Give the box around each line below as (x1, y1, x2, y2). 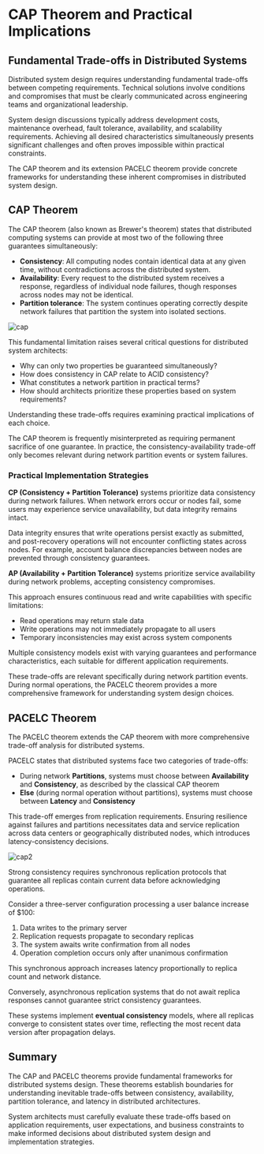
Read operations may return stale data (19, 616, 144, 626)
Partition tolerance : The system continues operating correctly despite (19, 298, 248, 308)
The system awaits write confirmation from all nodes (19, 939, 191, 949)
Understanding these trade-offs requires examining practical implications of (8, 409, 255, 419)
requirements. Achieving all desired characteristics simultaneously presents (8, 132, 255, 141)
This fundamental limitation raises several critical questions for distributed (8, 337, 248, 346)
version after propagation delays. (8, 1027, 116, 1036)
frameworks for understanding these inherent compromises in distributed (8, 172, 247, 181)
